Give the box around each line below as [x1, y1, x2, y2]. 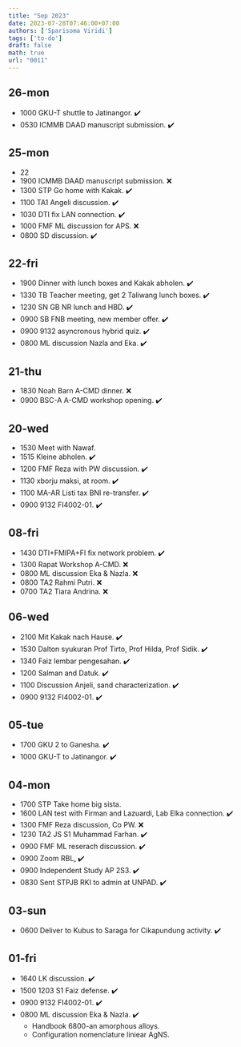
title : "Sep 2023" [8, 11, 70, 20]
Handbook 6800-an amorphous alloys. [31, 1021, 160, 1030]
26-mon [8, 86, 50, 100]
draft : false [8, 42, 52, 50]
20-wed [8, 421, 50, 435]
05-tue [8, 718, 44, 731]
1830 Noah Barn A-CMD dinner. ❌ [19, 386, 132, 396]
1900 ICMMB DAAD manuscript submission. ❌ [19, 175, 172, 185]
